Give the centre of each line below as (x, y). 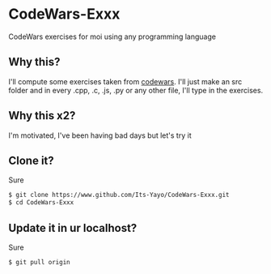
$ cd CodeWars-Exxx (41, 203)
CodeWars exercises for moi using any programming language (112, 36)
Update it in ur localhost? (73, 228)
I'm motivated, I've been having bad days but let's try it (100, 135)
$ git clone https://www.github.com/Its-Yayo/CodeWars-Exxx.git (119, 195)
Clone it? (31, 160)
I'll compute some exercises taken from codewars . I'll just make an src (125, 81)
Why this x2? (42, 116)
